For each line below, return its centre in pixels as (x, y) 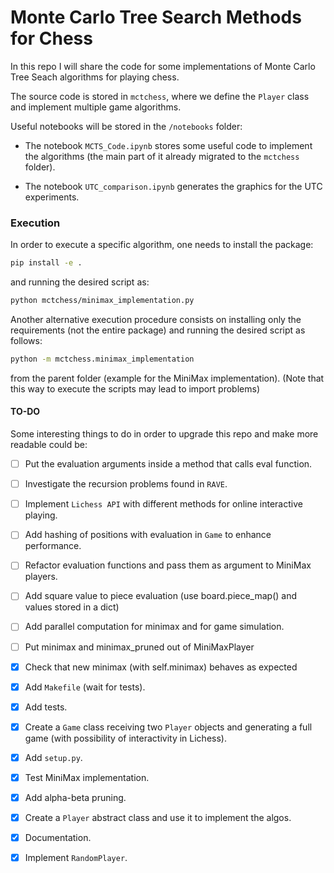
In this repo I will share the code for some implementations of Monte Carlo (163, 66)
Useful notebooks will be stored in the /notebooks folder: (126, 126)
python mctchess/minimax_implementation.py (102, 301)
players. (41, 577)
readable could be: (49, 445)
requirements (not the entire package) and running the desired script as (158, 330)
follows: (26, 340)
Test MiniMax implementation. (87, 777)
